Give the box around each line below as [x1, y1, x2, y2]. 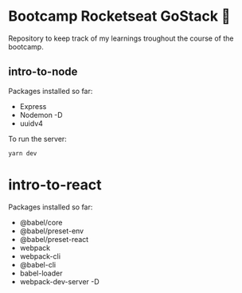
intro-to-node [8, 65, 78, 79]
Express [19, 101, 47, 111]
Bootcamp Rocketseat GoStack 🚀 [8, 7, 231, 25]
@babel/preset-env [19, 226, 84, 236]
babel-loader [19, 268, 63, 278]
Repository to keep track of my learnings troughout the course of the [8, 33, 234, 43]
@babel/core [19, 217, 63, 227]
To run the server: [8, 134, 68, 143]
